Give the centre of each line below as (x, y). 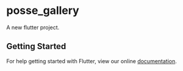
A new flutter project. (33, 27)
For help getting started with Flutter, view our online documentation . (91, 61)
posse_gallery (43, 11)
